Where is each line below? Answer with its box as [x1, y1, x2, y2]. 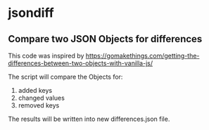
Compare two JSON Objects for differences [8, 33, 203, 45]
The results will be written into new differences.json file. [8, 115, 170, 123]
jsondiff [8, 5, 55, 21]
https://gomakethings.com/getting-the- [85, 51, 200, 60]
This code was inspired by [8, 51, 84, 60]
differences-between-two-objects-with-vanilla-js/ [8, 59, 153, 67]
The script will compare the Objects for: [8, 72, 123, 81]
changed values [18, 93, 65, 102]
